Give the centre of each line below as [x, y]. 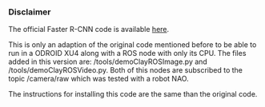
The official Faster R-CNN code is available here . [89, 30]
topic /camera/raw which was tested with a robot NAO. [99, 79]
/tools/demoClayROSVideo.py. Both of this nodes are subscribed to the [125, 70]
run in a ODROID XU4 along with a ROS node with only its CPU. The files [127, 53]
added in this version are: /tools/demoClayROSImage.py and [108, 61]
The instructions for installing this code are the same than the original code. [133, 94]
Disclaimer [30, 12]
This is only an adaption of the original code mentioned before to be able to [132, 45]
